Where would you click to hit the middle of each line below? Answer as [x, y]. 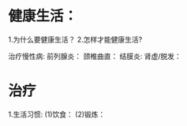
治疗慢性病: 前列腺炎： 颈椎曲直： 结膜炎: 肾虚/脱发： [95, 56]
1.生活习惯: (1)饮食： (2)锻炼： [57, 114]
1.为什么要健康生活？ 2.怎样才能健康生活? [75, 39]
